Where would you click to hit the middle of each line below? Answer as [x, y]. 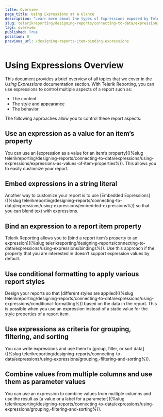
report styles [25, 281]
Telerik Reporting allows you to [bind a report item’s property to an [71, 238]
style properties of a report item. [38, 314]
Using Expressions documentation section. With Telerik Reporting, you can [80, 84]
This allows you [141, 163]
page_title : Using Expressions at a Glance [50, 14]
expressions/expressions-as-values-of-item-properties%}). [65, 163]
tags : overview [20, 28]
